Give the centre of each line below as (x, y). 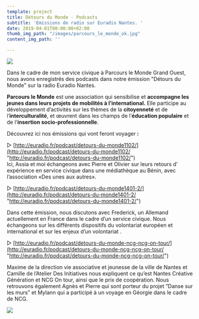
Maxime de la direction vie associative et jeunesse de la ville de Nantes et (97, 267)
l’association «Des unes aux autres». (52, 177)
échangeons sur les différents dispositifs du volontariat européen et (90, 225)
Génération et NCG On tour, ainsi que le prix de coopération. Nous (88, 280)
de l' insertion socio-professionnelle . (53, 122)
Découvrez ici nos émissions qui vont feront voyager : (73, 134)
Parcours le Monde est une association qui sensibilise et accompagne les (98, 97)
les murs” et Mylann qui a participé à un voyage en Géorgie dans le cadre (97, 293)
